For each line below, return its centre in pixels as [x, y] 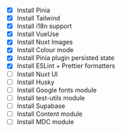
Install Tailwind [38, 18]
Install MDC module [45, 121]
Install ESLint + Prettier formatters [66, 66]
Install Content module [49, 114]
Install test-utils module [51, 97]
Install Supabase [41, 106]
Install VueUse [38, 34]
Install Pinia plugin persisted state [66, 58]
